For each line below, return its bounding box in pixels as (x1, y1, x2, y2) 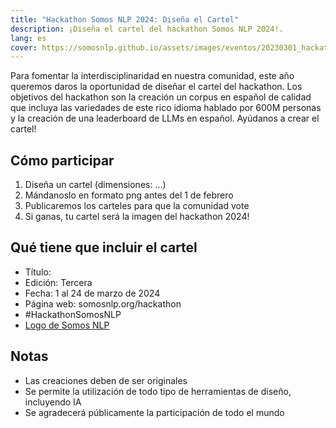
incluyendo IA (24, 396, 82, 408)
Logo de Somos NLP (24, 319, 110, 331)
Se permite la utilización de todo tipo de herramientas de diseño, (24, 385, 292, 397)
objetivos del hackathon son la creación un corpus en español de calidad (10, 91, 312, 103)
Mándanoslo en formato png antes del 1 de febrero (24, 189, 234, 201)
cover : (10, 42, 38, 53)
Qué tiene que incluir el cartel (10, 239, 198, 256)
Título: (24, 266, 52, 278)
